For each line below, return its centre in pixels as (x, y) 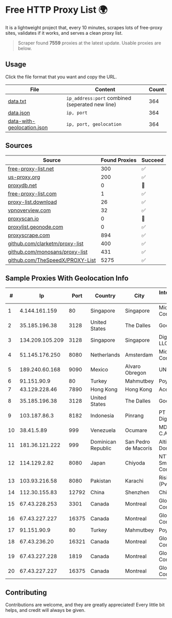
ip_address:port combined (99, 98)
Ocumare (136, 430)
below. (25, 48)
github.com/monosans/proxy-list (48, 252)
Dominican (103, 442)
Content (105, 89)
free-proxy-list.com (33, 193)
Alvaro (133, 366)
